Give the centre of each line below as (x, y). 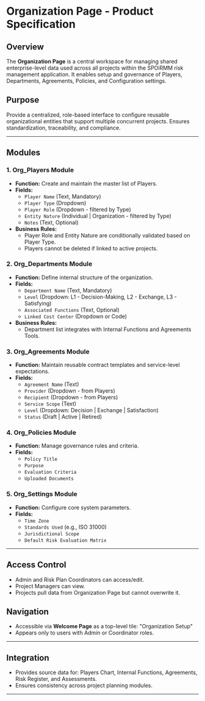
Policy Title (41, 459)
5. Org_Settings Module (42, 494)
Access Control (36, 565)
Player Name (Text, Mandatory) (63, 196)
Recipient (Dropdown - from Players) (71, 398)
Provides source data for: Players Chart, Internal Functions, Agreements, (106, 672)
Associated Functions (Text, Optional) (72, 310)
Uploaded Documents (49, 479)
